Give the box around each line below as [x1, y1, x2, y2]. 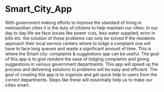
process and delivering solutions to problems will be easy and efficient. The [5, 66, 158, 72]
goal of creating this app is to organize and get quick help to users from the [5, 71, 158, 77]
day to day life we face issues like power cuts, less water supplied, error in [5, 30, 155, 36]
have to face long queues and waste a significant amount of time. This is [5, 46, 152, 51]
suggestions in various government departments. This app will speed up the [5, 61, 159, 67]
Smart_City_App [5, 3, 72, 15]
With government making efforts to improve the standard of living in [5, 20, 142, 25]
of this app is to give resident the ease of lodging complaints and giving [5, 56, 149, 62]
